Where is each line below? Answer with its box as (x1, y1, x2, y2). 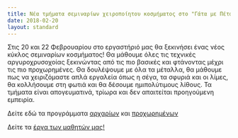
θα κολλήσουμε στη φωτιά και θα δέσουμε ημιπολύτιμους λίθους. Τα (7, 81, 212, 89)
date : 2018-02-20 (7, 17, 59, 24)
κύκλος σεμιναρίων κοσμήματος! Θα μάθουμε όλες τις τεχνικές (7, 50, 196, 59)
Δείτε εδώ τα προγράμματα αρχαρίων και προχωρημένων (7, 109, 178, 117)
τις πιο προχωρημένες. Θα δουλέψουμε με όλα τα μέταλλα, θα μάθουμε (7, 65, 222, 74)
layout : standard (7, 23, 59, 30)
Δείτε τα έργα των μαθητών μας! (7, 123, 105, 132)
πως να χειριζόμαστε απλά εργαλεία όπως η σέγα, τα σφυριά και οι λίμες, (7, 73, 229, 81)
